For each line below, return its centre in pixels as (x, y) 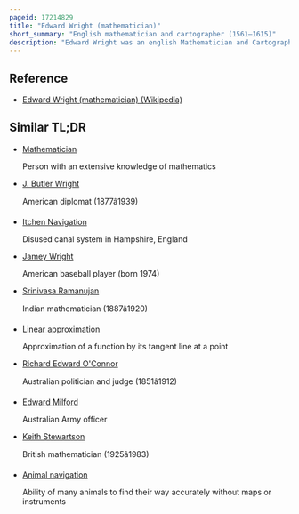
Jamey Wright (48, 256)
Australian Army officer (65, 419)
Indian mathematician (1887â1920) (85, 309)
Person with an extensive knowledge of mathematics (119, 166)
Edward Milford (50, 402)
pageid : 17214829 (41, 17)
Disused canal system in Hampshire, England (105, 239)
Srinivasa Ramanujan (61, 291)
